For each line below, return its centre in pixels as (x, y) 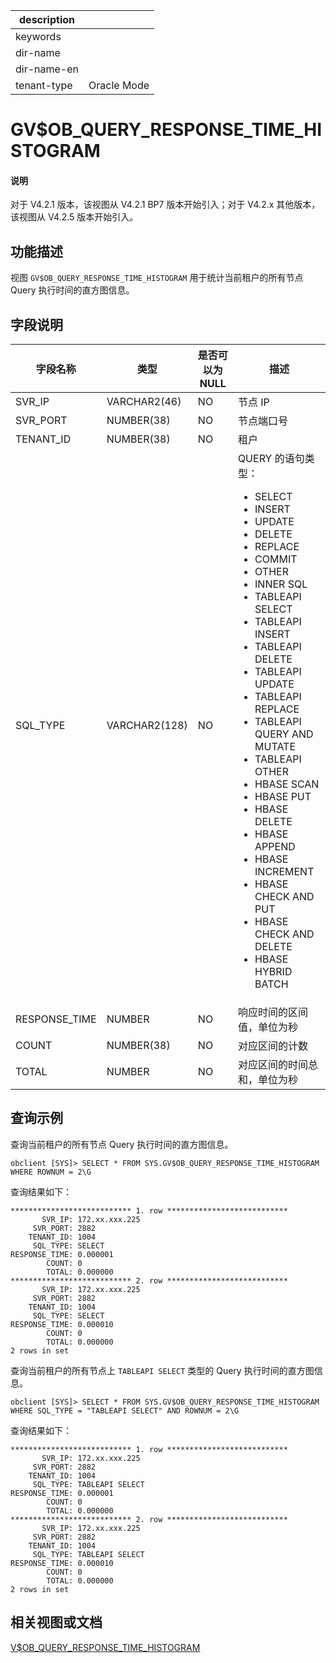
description (47, 19)
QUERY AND (284, 734)
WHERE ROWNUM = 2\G (51, 1172)
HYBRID (273, 972)
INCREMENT (284, 872)
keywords (38, 36)
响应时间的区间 (272, 1012)
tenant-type (44, 85)
